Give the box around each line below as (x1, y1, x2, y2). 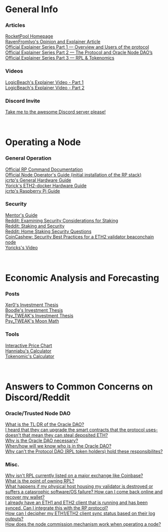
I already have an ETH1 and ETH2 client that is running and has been (5, 499, 148, 506)
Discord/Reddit (5, 392, 70, 403)
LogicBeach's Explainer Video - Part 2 (5, 84, 85, 91)
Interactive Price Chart (5, 342, 52, 348)
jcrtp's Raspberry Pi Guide (5, 188, 60, 194)
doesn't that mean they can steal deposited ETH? (5, 432, 108, 438)
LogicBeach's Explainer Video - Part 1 (5, 79, 84, 85)
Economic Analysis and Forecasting (5, 272, 159, 284)
